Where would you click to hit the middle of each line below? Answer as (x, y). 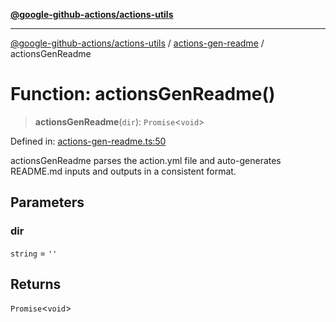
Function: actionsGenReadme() (143, 94)
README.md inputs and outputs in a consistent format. (123, 171)
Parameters (47, 202)
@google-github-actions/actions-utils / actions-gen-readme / (137, 43)
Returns (36, 284)
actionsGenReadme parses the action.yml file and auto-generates (146, 160)
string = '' (34, 253)
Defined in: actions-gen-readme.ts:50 (88, 141)
